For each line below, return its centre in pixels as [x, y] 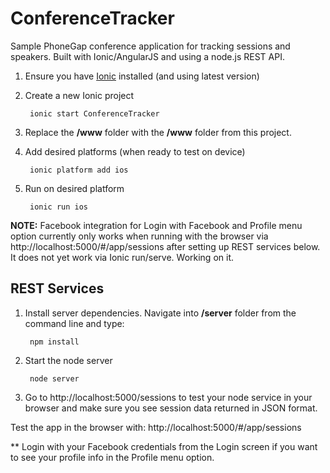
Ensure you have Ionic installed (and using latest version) [142, 76]
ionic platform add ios [79, 170]
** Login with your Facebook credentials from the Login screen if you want [164, 446]
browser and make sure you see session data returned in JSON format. [171, 408]
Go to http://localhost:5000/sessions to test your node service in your [168, 397]
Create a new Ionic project [79, 95]
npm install [54, 342]
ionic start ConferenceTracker [94, 113]
